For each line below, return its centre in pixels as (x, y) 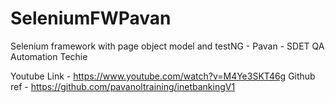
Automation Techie (49, 56)
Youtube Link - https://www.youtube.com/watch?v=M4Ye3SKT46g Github (163, 76)
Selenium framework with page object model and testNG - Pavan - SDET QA (167, 46)
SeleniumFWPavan (91, 18)
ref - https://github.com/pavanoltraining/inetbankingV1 (123, 86)
